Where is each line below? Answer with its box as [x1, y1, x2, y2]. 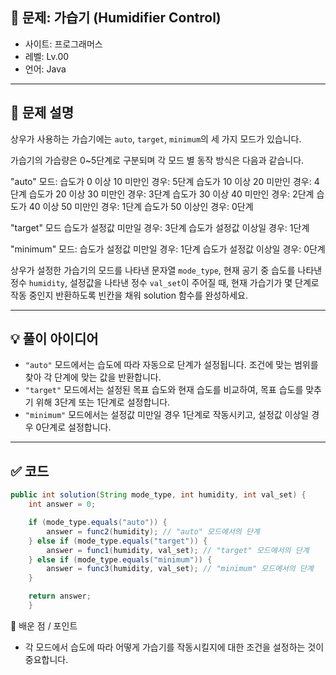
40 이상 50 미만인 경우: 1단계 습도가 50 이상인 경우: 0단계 [28, 200, 254, 212]
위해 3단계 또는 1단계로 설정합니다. [35, 396, 171, 408]
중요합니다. [24, 653, 69, 665]
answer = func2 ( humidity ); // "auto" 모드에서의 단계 [46, 526, 260, 537]
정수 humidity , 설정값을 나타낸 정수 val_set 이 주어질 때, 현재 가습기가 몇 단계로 [10, 276, 320, 288]
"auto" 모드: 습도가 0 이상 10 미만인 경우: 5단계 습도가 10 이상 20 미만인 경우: [10, 175, 312, 187]
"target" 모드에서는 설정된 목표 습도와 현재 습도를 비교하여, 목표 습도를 [24, 384, 304, 396]
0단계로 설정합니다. [35, 421, 112, 433]
